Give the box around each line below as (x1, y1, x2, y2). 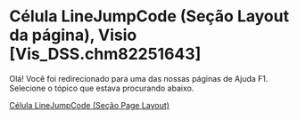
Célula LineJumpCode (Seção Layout (9, 6, 290, 27)
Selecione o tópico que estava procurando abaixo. (9, 83, 195, 93)
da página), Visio (9, 25, 137, 45)
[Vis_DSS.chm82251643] (9, 44, 202, 64)
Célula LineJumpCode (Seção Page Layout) (9, 99, 170, 110)
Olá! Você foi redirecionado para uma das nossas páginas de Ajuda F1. (9, 73, 269, 83)
